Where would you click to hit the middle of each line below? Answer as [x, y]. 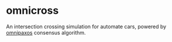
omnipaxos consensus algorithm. [46, 32]
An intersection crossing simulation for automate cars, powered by [86, 26]
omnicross [32, 11]
